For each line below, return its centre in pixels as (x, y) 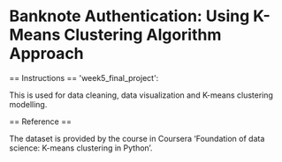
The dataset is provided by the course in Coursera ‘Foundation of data (137, 138)
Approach (46, 54)
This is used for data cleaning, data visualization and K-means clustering (141, 95)
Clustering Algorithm (143, 35)
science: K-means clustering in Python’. (81, 148)
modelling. (28, 104)
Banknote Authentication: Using (130, 16)
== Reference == (41, 121)
